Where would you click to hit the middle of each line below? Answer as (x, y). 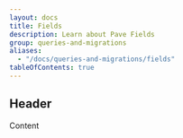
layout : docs (34, 17)
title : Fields (36, 26)
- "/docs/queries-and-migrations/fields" (96, 59)
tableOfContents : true (52, 68)
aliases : (26, 51)
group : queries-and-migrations (68, 43)
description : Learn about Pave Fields (82, 34)
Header (31, 104)
